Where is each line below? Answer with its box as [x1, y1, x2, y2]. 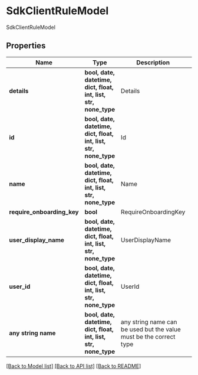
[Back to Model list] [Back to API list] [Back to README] [6, 362, 141, 370]
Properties [6, 41, 46, 51]
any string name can [120, 318, 177, 326]
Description [136, 58, 170, 66]
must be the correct [120, 332, 176, 341]
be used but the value [120, 325, 181, 333]
